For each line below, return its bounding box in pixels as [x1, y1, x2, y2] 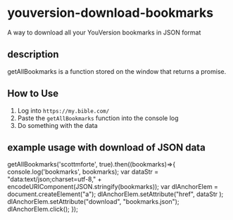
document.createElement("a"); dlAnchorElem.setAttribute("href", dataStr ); [7, 190, 224, 198]
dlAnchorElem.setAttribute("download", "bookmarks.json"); [7, 198, 180, 206]
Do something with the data [17, 121, 99, 129]
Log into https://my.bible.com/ [17, 106, 110, 115]
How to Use [7, 88, 59, 100]
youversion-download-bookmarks [7, 5, 213, 21]
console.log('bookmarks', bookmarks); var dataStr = [7, 167, 159, 176]
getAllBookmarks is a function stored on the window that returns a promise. [7, 67, 227, 75]
